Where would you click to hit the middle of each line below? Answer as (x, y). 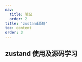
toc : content (18, 28)
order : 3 (14, 32)
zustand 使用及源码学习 (41, 54)
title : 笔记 (21, 14)
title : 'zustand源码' (27, 23)
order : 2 (18, 19)
